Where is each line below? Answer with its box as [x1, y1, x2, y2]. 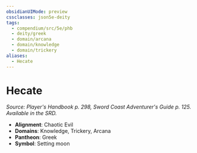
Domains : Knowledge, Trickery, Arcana [14, 128, 111, 135]
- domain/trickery [11, 47, 58, 53]
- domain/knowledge [11, 42, 60, 48]
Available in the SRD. [6, 110, 58, 117]
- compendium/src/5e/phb [11, 25, 73, 31]
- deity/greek [11, 31, 46, 37]
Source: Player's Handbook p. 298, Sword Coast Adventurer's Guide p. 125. [6, 103, 192, 110]
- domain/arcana [11, 36, 52, 42]
